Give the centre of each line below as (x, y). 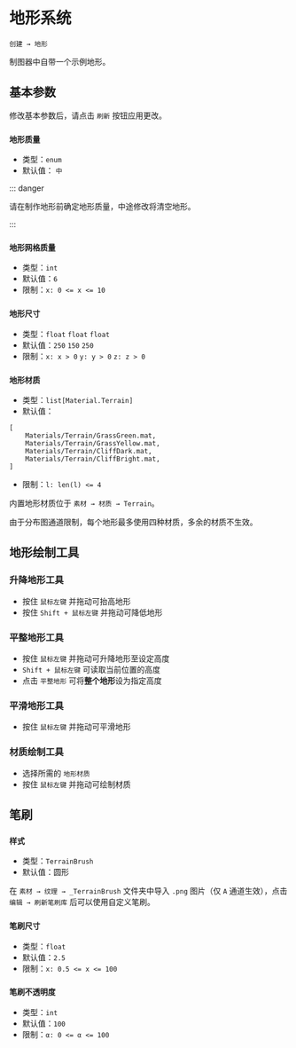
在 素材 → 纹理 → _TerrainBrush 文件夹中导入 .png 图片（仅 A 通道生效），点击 (148, 891)
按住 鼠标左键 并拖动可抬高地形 (76, 601)
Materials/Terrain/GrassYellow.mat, (93, 443)
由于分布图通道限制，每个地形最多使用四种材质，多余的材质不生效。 (133, 522)
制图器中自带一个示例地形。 (60, 61)
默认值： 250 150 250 (58, 345)
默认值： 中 (42, 170)
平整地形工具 (37, 637)
